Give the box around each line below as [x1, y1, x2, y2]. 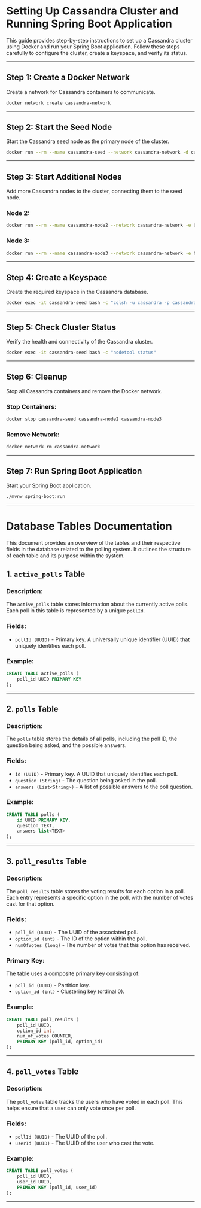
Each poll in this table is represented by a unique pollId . [6, 607, 145, 614]
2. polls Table [6, 703, 59, 714]
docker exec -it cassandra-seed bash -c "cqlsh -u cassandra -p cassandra [6, 300, 197, 306]
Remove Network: [6, 430, 60, 438]
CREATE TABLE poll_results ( [6, 1016, 79, 1022]
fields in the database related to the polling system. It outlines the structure [6, 545, 191, 553]
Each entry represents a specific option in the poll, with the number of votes [6, 894, 193, 901]
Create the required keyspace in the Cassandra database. [6, 289, 148, 296]
